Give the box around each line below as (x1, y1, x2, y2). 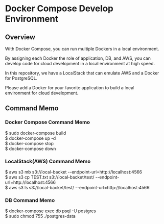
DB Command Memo (5, 197, 55, 203)
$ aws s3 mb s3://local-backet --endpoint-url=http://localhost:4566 (5, 169, 142, 174)
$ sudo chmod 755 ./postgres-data (5, 213, 76, 219)
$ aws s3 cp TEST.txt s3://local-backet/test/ (5, 174, 94, 180)
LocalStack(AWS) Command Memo (5, 158, 91, 165)
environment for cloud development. (5, 90, 79, 96)
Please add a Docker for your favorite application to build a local (5, 85, 135, 91)
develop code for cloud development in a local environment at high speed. (5, 61, 155, 66)
